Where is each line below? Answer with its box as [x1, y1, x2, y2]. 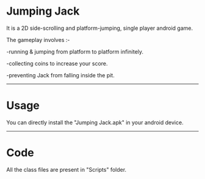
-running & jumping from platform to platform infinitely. [6, 47, 144, 55]
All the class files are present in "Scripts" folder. [6, 166, 127, 173]
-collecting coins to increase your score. [6, 60, 108, 67]
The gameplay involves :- [6, 36, 70, 43]
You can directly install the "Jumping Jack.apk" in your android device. [6, 119, 184, 126]
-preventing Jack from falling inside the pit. [6, 71, 115, 79]
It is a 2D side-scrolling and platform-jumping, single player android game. [6, 24, 193, 32]
